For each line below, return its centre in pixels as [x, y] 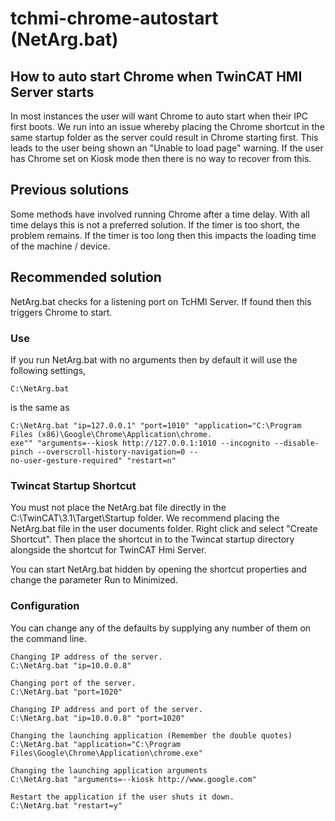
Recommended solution [86, 277]
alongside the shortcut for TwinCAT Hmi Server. [108, 550]
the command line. [48, 638]
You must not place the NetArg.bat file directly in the [118, 508]
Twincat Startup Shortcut [73, 485]
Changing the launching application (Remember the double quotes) [151, 735]
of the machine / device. [60, 246]
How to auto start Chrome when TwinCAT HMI [156, 76]
